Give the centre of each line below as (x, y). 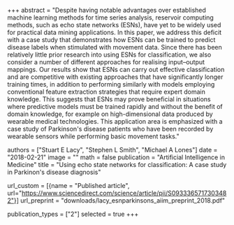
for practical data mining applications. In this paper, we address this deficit (115, 32)
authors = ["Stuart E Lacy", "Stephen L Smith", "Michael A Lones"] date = (112, 150)
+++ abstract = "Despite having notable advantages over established (107, 10)
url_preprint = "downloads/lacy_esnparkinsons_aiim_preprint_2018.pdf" (123, 201)
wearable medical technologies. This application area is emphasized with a (115, 121)
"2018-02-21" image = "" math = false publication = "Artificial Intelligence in (116, 157)
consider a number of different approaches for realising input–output (106, 62)
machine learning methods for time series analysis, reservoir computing (111, 17)
